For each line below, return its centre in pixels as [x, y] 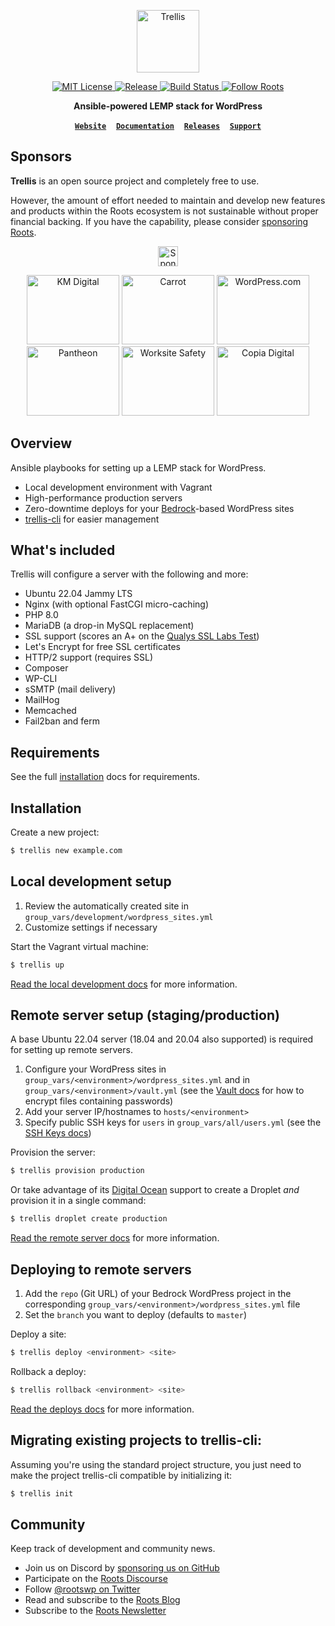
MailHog [42, 700]
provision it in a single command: [78, 1201]
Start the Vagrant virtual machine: [79, 946]
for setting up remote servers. [71, 1050]
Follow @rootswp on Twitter [82, 1589]
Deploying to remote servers [101, 1269]
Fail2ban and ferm [62, 721]
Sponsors [41, 156]
